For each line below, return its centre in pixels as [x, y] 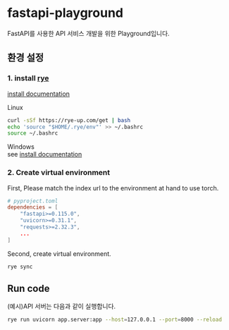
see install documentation [45, 154]
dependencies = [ [33, 207]
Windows [21, 147]
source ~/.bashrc [33, 133]
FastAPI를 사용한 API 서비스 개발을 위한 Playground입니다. [89, 33]
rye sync [20, 267]
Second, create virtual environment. [59, 253]
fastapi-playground [65, 13]
